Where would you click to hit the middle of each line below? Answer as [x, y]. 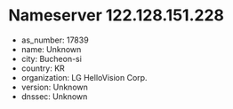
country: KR [43, 68]
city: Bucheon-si [51, 58]
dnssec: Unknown [54, 96]
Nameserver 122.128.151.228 [116, 16]
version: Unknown [54, 87]
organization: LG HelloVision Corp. [84, 77]
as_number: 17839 [55, 40]
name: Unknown [51, 49]
